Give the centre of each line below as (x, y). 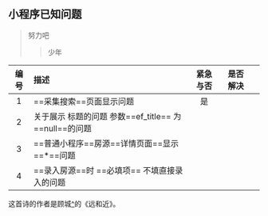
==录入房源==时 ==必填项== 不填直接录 (108, 170)
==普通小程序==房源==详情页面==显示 (106, 143)
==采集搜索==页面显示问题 (84, 101)
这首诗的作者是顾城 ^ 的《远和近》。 (64, 203)
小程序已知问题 (45, 14)
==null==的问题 (62, 128)
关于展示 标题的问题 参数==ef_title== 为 (107, 116)
